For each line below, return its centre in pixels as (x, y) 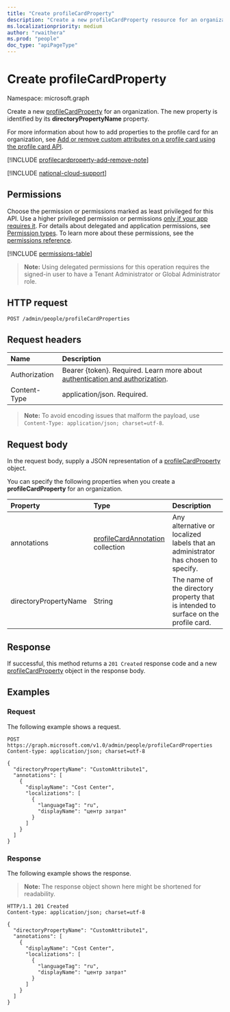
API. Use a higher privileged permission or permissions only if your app (107, 218)
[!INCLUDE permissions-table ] (50, 254)
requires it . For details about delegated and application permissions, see (109, 225)
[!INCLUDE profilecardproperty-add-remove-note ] (78, 160)
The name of (193, 580)
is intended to (194, 606)
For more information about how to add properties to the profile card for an (113, 132)
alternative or (194, 526)
